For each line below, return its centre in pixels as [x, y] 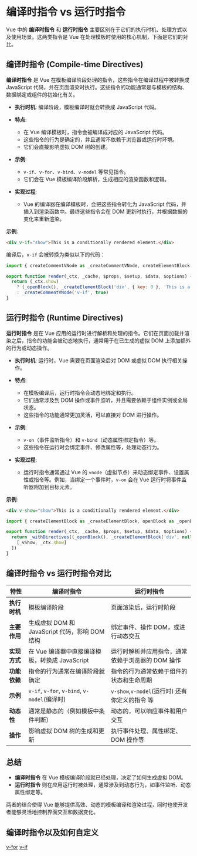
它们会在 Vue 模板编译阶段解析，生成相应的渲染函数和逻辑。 [96, 179]
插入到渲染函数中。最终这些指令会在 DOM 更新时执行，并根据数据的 [105, 211]
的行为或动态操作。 [29, 348]
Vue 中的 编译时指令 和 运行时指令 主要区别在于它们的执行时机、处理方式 [94, 29]
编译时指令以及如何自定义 [52, 832]
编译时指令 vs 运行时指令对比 [59, 573]
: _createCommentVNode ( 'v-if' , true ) [63, 293]
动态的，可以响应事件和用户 [149, 711]
